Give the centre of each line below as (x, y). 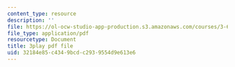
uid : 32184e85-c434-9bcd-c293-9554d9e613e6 (72, 53)
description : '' (31, 20)
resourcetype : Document (42, 40)
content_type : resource (42, 14)
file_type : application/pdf (48, 33)
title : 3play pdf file (40, 46)
